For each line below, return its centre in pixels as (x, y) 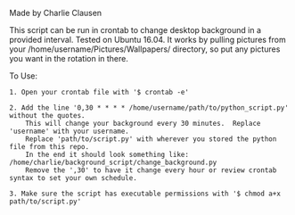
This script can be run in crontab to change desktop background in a (135, 30)
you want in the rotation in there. (69, 58)
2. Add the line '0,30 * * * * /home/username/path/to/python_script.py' (149, 108)
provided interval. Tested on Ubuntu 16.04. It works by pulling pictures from (148, 40)
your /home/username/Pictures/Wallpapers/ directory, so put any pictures (145, 49)
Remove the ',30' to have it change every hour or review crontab (151, 170)
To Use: (24, 76)
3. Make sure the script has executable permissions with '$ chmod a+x (145, 194)
